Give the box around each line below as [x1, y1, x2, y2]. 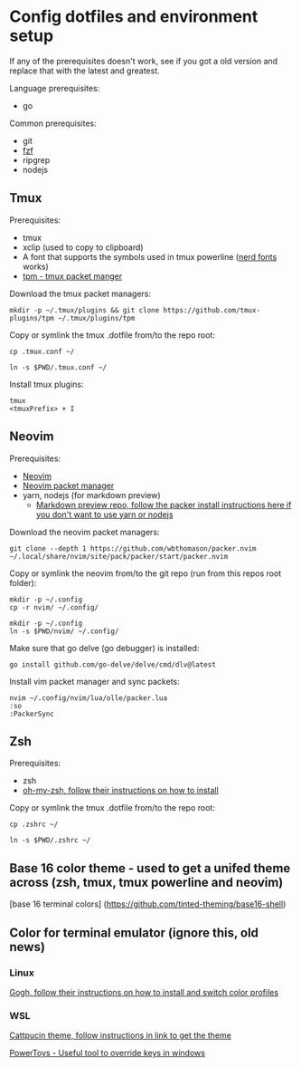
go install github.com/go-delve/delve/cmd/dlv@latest [9, 659, 217, 669]
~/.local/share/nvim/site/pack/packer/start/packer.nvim [9, 552, 229, 561]
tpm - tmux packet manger [22, 270, 123, 282]
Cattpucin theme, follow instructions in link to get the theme [9, 1030, 232, 1041]
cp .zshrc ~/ [9, 820, 59, 830]
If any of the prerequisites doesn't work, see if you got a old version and [9, 55, 278, 66]
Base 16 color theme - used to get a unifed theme [9, 860, 291, 876]
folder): [9, 577, 37, 588]
